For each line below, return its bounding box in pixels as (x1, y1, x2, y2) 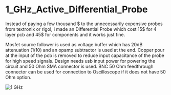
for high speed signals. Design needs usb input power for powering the (5, 58, 155, 64)
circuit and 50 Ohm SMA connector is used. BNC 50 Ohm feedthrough (5, 63, 154, 69)
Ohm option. (5, 74, 32, 80)
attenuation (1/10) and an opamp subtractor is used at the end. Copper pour (5, 47, 165, 53)
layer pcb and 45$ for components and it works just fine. (5, 31, 125, 37)
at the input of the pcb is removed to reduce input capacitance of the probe (5, 52, 165, 59)
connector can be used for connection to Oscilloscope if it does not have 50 (5, 68, 166, 75)
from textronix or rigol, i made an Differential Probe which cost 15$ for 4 (5, 26, 157, 32)
